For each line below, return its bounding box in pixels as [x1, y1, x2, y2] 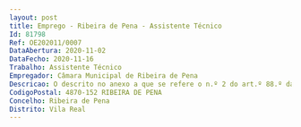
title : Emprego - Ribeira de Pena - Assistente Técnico [9, 21, 222, 30]
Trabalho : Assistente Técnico [9, 63, 123, 72]
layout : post [9, 13, 58, 22]
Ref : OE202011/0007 [9, 38, 82, 47]
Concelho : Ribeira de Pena [9, 96, 110, 106]
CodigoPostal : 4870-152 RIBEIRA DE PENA [9, 88, 163, 97]
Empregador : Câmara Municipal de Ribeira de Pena [9, 72, 199, 80]
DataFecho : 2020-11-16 [9, 55, 94, 63]
